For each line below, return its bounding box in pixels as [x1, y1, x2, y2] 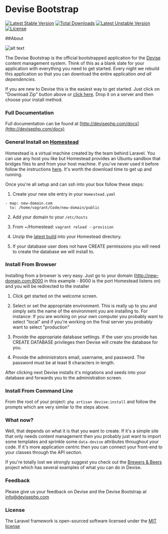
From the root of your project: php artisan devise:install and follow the [5, 399, 156, 405]
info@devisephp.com [5, 494, 49, 500]
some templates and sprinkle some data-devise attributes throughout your [5, 439, 159, 445]
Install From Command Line [5, 387, 74, 394]
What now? [5, 417, 34, 424]
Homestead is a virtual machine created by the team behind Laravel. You [5, 150, 155, 156]
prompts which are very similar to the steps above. [5, 404, 110, 410]
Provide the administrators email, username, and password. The [12, 354, 145, 360]
